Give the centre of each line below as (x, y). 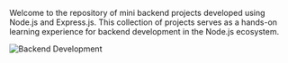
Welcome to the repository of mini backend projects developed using (137, 13)
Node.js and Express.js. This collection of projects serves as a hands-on (143, 22)
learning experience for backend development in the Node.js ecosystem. (144, 31)
